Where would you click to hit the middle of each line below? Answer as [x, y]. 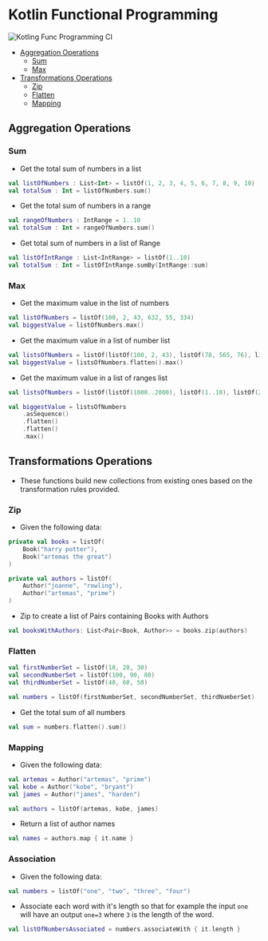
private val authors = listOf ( [60, 578]
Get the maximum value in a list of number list [95, 340]
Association [32, 859]
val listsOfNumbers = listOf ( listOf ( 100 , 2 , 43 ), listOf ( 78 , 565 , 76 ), [130, 355]
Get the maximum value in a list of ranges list [94, 378]
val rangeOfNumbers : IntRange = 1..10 [75, 220]
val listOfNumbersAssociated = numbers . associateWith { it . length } [124, 929]
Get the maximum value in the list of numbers [95, 303]
